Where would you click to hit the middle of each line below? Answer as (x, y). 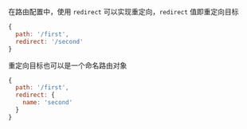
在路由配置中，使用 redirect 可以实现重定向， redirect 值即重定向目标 (123, 12)
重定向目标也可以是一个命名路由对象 (68, 65)
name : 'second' (48, 103)
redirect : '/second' (49, 41)
